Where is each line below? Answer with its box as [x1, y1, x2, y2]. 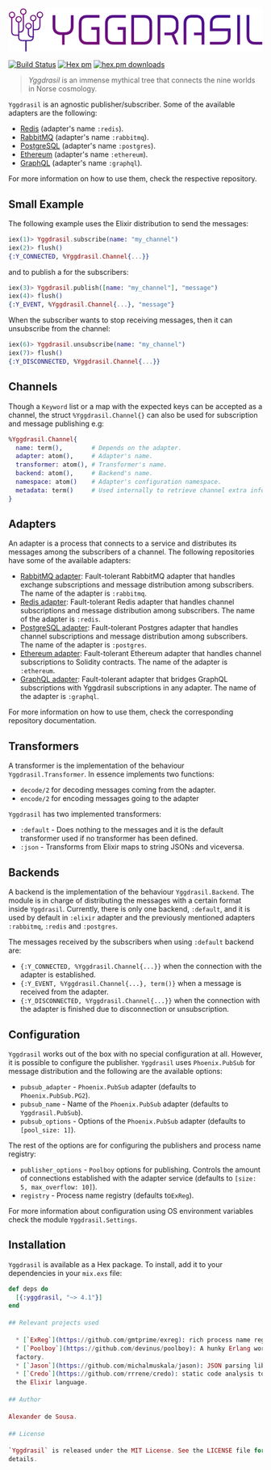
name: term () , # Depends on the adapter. [15, 444, 182, 452]
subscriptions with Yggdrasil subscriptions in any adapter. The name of [19, 683, 256, 693]
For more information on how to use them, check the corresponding [8, 707, 234, 717]
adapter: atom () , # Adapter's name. [15, 453, 153, 461]
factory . [15, 1353, 45, 1361]
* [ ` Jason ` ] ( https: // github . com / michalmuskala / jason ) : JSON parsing [15, 1362, 251, 1370]
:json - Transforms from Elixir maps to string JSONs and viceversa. [19, 842, 244, 852]
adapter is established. [19, 970, 97, 979]
